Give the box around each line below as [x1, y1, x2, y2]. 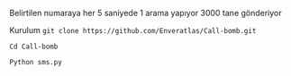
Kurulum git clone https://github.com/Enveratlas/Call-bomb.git [9, 25, 257, 35]
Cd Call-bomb [9, 42, 59, 51]
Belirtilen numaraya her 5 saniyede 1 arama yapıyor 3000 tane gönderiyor [9, 8, 282, 18]
